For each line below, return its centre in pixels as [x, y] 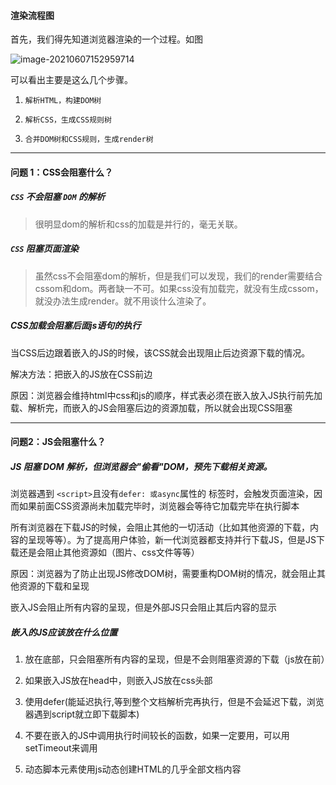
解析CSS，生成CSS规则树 [68, 120]
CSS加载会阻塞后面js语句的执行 [76, 326]
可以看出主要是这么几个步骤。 [71, 80]
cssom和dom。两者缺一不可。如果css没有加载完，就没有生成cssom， [179, 288]
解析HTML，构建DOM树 [63, 101]
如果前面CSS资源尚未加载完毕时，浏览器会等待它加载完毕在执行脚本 [159, 506]
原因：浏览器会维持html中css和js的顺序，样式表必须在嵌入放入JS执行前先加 [166, 395]
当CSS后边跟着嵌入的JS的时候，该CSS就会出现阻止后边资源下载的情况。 [160, 352]
